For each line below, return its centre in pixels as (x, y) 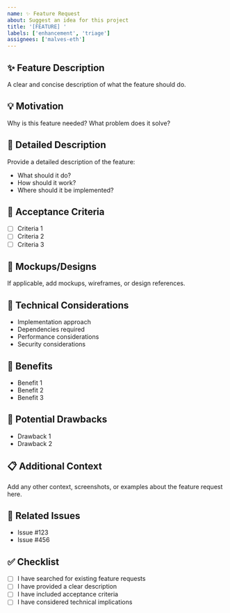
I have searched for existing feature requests (81, 579)
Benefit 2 (30, 390)
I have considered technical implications (75, 602)
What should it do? (44, 175)
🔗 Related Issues (44, 516)
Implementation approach (54, 322)
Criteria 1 (30, 229)
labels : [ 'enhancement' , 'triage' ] (59, 33)
